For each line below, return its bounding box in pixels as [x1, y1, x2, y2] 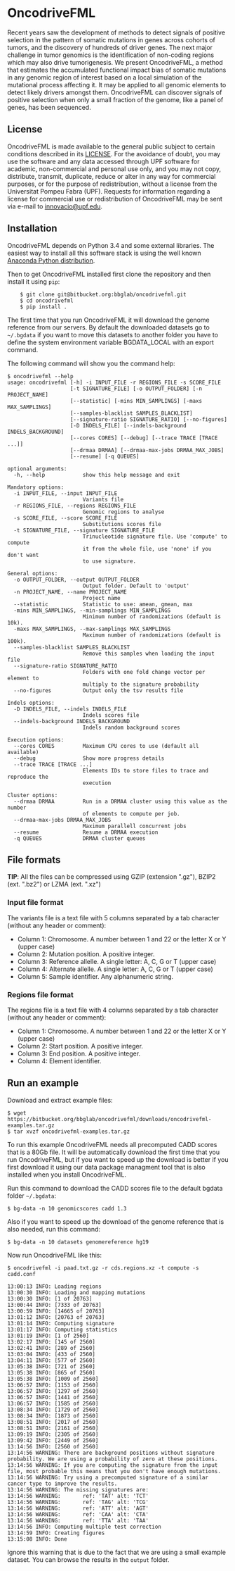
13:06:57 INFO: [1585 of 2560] [7, 1400, 99, 1407]
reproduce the [7, 773, 49, 780]
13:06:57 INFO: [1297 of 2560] [7, 1387, 99, 1395]
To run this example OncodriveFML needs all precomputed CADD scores [7, 1140, 217, 1148]
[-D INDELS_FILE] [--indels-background [69, 422, 187, 429]
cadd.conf [7, 1270, 36, 1277]
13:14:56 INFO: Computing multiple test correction [7, 1523, 161, 1530]
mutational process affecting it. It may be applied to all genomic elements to [7, 80, 227, 89]
